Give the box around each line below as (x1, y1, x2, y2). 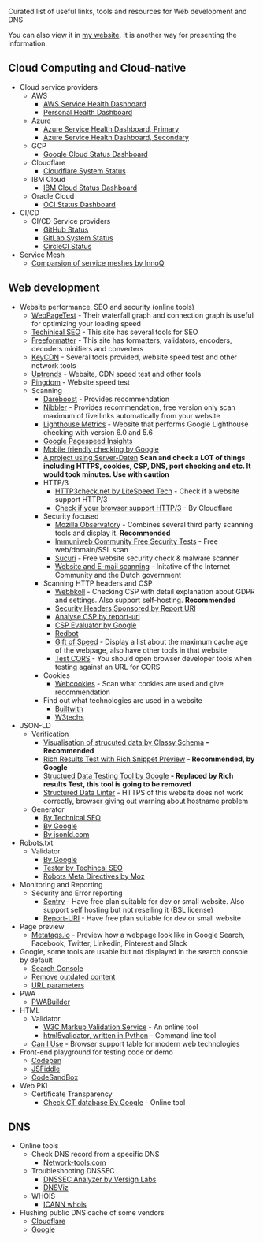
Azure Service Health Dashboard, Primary (43, 124, 180, 133)
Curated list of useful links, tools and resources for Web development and (8, 7, 247, 16)
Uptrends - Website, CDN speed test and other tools (31, 369, 202, 378)
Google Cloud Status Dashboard (43, 149, 148, 158)
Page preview (19, 921, 65, 931)
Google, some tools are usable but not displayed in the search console (19, 946, 248, 956)
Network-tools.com (43, 1158, 106, 1167)
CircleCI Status (43, 241, 92, 251)
